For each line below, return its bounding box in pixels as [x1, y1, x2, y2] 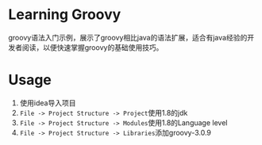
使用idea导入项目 [19, 97, 76, 108]
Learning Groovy [8, 6, 121, 24]
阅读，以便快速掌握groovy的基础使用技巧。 [21, 42, 164, 52]
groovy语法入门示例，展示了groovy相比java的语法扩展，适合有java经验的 [8, 32, 248, 42]
